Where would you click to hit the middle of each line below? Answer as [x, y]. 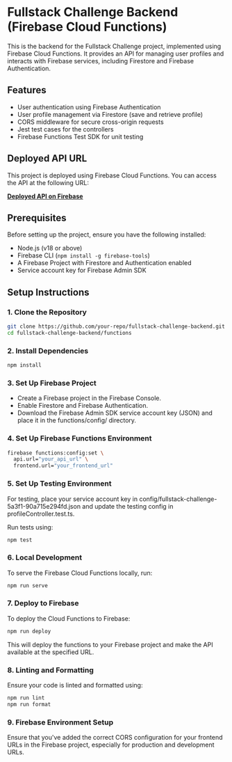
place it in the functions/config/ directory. [77, 420]
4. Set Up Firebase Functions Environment [80, 438]
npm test [20, 540]
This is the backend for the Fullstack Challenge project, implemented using [114, 46]
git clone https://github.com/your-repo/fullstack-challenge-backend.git [116, 327]
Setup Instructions [48, 292]
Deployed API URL [47, 158]
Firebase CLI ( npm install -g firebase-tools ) [84, 255]
